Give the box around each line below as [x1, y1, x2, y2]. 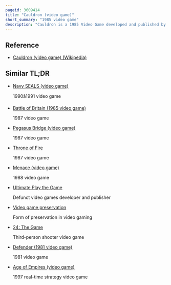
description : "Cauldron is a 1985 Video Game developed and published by [5, 22, 166, 27]
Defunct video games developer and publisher [12, 194, 111, 200]
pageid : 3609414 [5, 7, 40, 13]
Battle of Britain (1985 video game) [12, 105, 86, 111]
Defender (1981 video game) [12, 244, 73, 250]
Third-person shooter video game [12, 234, 84, 240]
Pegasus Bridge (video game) [12, 125, 76, 131]
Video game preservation [12, 204, 67, 210]
